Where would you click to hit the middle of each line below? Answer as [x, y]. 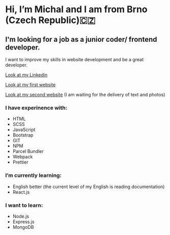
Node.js [21, 216]
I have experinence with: [36, 108]
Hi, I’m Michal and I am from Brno [76, 9]
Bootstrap [23, 135]
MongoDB [23, 227]
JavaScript [24, 130]
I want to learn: [24, 205]
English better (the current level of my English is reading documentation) [89, 187]
